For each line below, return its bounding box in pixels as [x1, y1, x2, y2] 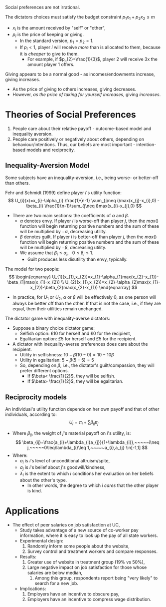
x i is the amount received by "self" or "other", [12, 25, 106, 32]
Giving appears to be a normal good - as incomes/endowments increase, [5, 71, 156, 77]
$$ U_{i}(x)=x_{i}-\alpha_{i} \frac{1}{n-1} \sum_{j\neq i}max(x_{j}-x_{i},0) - [8, 197, 160, 203]
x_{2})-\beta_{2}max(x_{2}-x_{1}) [30, 284, 98, 290]
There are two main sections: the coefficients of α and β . [12, 212, 130, 218]
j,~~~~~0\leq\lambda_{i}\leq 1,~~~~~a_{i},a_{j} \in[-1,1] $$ [27, 444, 148, 450]
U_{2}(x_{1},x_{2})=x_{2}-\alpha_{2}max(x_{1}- [65, 279, 161, 285]
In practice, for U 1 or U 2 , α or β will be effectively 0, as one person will [12, 294, 157, 301]
